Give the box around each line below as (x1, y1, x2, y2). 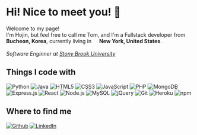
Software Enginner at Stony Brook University (6, 50, 116, 57)
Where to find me (6, 107, 72, 117)
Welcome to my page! (6, 25, 60, 32)
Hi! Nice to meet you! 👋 (6, 5, 121, 19)
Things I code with (6, 67, 76, 78)
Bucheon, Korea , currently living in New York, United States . (6, 37, 162, 44)
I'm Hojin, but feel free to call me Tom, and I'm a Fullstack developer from (6, 31, 186, 38)
